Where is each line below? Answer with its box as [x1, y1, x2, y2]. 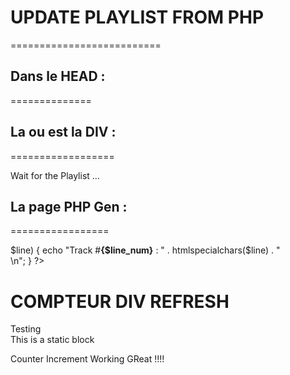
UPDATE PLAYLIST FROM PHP [10, 6, 265, 29]
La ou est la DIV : [10, 124, 117, 141]
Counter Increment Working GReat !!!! [10, 353, 165, 365]
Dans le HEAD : [10, 68, 106, 85]
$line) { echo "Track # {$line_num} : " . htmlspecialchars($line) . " [10, 244, 281, 256]
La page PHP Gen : [10, 198, 128, 215]
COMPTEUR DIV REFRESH [10, 290, 230, 313]
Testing [10, 323, 42, 335]
